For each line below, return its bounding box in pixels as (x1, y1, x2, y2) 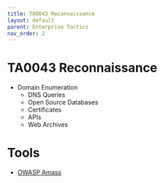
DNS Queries (27, 90, 66, 99)
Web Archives (27, 121, 68, 129)
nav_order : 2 (7, 29, 45, 37)
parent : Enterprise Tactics (7, 23, 89, 30)
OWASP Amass (17, 168, 61, 177)
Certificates (27, 106, 62, 114)
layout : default (7, 17, 54, 24)
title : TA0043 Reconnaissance (7, 10, 96, 18)
